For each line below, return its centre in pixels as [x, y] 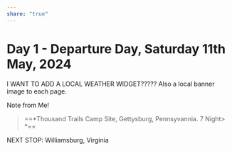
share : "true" [28, 14]
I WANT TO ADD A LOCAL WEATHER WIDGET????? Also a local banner [111, 84]
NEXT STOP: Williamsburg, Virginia [58, 140]
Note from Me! [28, 105]
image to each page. [37, 91]
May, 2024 [39, 64]
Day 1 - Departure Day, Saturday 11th [116, 49]
